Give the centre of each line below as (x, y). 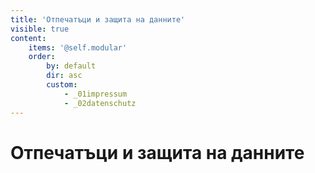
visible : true (40, 29)
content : (28, 38)
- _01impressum (95, 94)
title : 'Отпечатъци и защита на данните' (98, 19)
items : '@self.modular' (78, 47)
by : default (71, 66)
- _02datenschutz (100, 103)
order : (42, 57)
